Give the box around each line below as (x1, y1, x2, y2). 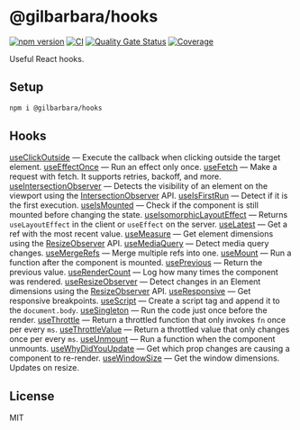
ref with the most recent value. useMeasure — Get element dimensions (9, 228, 274, 239)
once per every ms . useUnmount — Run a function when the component (9, 334, 276, 345)
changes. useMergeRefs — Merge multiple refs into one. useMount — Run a (9, 247, 292, 258)
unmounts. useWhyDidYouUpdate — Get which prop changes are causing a (9, 344, 290, 354)
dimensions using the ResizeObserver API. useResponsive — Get (9, 286, 251, 297)
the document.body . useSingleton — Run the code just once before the (9, 305, 268, 316)
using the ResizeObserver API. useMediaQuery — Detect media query (9, 238, 269, 249)
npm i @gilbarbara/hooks (9, 103, 103, 112)
